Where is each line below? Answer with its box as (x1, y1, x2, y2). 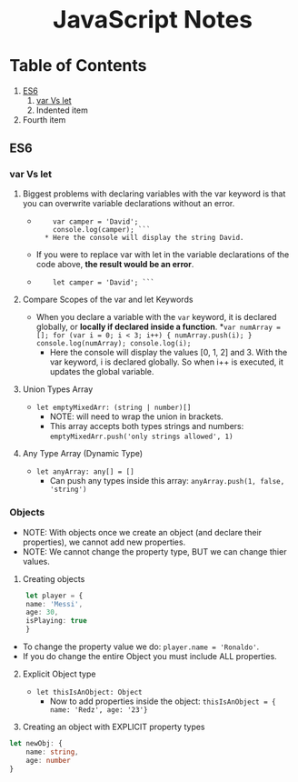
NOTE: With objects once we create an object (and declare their (22, 526, 262, 537)
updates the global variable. (49, 366, 154, 377)
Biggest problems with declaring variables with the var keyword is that (22, 188, 286, 199)
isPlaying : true (25, 617, 88, 626)
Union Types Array (22, 384, 94, 395)
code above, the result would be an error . (35, 259, 194, 270)
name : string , (25, 747, 79, 757)
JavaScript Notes (53, 4, 253, 34)
